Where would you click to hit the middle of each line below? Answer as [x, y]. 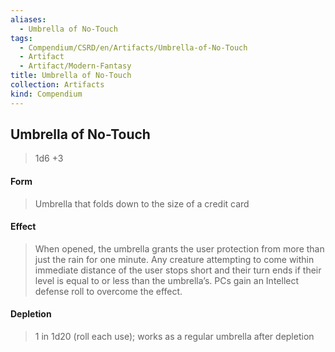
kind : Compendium [46, 94]
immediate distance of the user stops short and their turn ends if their [178, 270]
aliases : [28, 19]
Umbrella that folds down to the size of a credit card [142, 203]
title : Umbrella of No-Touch [71, 76]
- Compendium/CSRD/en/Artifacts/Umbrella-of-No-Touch [133, 47]
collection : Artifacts [57, 85]
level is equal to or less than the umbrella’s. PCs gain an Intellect [167, 280]
